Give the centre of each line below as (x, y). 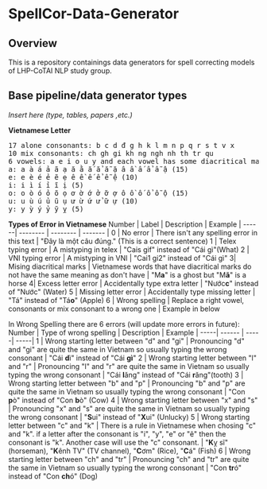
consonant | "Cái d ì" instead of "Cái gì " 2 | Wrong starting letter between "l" (132, 358)
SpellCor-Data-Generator (94, 14)
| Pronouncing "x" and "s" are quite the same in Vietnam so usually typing (129, 408)
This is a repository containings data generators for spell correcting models (132, 62)
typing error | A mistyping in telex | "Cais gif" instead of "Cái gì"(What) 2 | (129, 249)
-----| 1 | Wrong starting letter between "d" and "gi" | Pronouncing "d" (130, 341)
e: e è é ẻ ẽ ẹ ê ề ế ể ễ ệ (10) (74, 177)
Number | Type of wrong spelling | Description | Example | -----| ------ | (126, 332)
